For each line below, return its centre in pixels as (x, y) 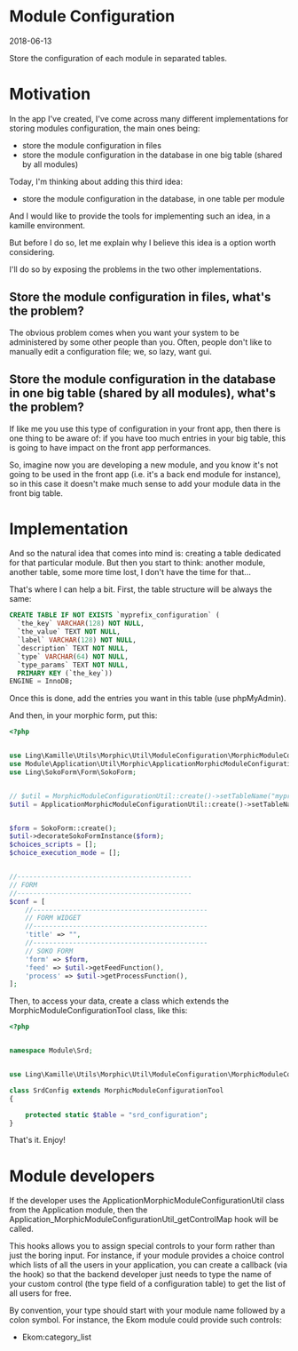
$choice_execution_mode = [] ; (65, 853)
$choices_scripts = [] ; (53, 845)
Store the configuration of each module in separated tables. (118, 58)
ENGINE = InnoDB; (41, 682)
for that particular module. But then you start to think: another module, (137, 563)
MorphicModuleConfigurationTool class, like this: (98, 1011)
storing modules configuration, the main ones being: (105, 128)
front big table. (36, 493)
